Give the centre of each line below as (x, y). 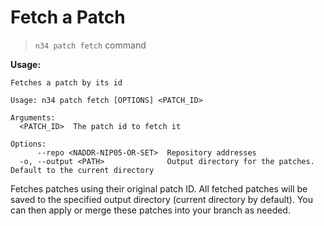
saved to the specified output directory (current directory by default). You (162, 199)
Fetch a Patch (68, 17)
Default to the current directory (82, 170)
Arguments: (33, 117)
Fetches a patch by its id (66, 82)
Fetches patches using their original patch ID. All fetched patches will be (159, 188)
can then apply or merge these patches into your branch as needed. (150, 210)
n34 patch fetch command (90, 45)
